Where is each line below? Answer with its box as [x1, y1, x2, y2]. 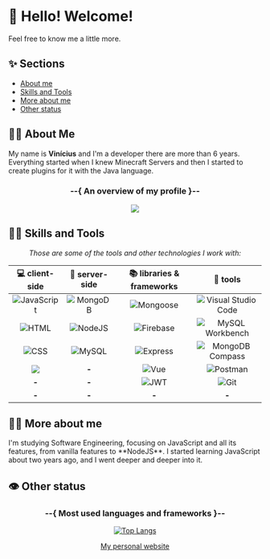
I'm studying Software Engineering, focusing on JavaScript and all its [8, 438, 237, 448]
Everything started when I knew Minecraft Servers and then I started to [8, 157, 243, 167]
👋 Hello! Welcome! [8, 7, 134, 26]
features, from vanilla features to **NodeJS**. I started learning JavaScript [8, 447, 260, 456]
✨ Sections [8, 57, 65, 71]
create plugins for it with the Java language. [8, 165, 154, 175]
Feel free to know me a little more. [8, 34, 121, 43]
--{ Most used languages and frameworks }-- [44, 508, 226, 519]
